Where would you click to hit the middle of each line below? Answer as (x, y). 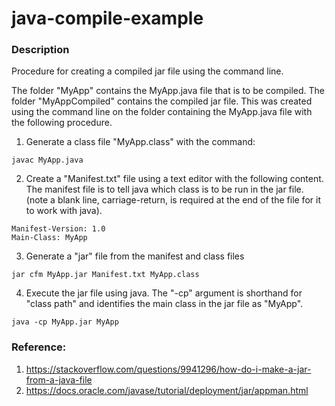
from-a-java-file (59, 379)
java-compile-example (107, 18)
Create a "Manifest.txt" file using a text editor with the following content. (174, 179)
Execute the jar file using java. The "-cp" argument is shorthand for (164, 293)
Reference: (39, 347)
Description (40, 50)
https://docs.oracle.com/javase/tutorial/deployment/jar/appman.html (167, 390)
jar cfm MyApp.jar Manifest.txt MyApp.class (105, 275)
